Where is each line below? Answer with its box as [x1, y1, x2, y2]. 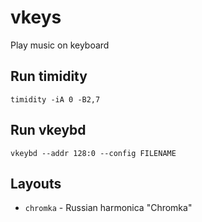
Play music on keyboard [10, 39, 110, 51]
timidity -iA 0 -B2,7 [10, 94, 101, 105]
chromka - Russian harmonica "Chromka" [24, 202, 193, 214]
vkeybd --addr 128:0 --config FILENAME [10, 148, 177, 158]
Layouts [10, 175, 62, 192]
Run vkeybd [10, 122, 87, 139]
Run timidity [10, 68, 88, 85]
